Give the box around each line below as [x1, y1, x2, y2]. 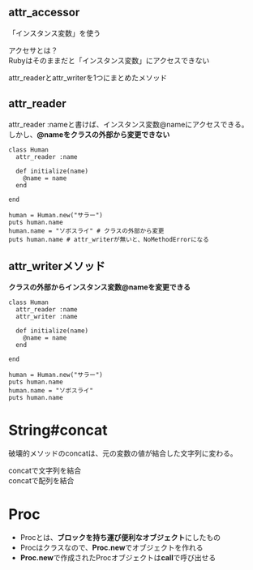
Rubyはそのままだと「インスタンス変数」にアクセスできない [8, 55, 210, 65]
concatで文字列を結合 [8, 465, 82, 476]
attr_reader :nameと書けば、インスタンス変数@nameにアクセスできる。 [8, 119, 249, 129]
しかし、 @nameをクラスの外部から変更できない [8, 129, 170, 139]
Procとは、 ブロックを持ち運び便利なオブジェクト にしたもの [19, 533, 221, 542]
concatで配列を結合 [8, 476, 75, 486]
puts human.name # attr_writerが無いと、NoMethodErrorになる [8, 235, 209, 243]
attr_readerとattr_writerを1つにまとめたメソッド [8, 72, 168, 83]
